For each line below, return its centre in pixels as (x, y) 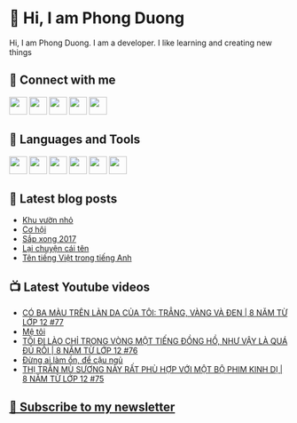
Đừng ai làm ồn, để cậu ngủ (72, 360)
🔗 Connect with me (63, 80)
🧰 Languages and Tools (75, 140)
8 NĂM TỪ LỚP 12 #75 (63, 379)
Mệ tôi (34, 331)
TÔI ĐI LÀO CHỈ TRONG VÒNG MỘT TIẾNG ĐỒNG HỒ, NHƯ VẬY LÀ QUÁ (155, 341)
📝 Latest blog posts (63, 199)
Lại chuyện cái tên (55, 249)
